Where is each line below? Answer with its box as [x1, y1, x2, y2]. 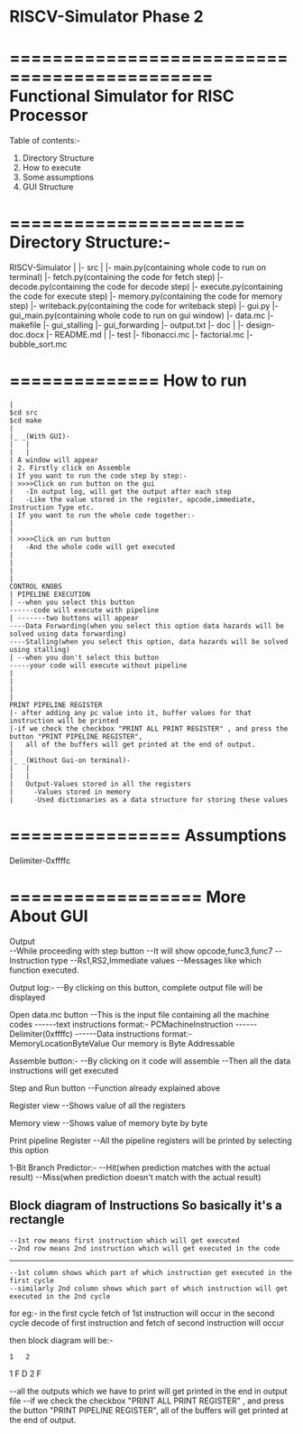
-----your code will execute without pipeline [9, 661, 188, 670]
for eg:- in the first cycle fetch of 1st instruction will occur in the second [9, 1308, 275, 1318]
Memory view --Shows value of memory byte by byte [9, 1117, 208, 1128]
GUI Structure [22, 182, 74, 192]
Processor [9, 106, 88, 126]
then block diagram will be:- [9, 1335, 114, 1346]
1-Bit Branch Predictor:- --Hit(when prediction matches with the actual [9, 1162, 271, 1173]
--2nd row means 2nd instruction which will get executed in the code [9, 1243, 280, 1252]
